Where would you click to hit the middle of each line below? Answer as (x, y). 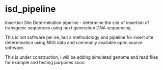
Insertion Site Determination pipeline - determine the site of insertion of (77, 23)
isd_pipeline (30, 9)
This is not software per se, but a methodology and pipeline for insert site (79, 37)
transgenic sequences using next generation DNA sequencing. (68, 27)
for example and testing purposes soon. (45, 62)
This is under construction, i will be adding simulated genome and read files (82, 57)
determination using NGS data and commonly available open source (74, 42)
